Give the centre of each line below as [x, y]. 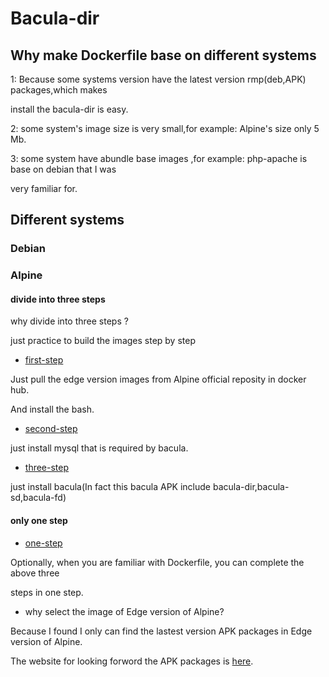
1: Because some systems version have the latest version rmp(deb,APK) [158, 79]
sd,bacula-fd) [38, 498]
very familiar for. [44, 188]
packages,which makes [59, 90]
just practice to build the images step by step [103, 341]
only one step [39, 521]
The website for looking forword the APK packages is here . [132, 661]
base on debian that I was [63, 169]
